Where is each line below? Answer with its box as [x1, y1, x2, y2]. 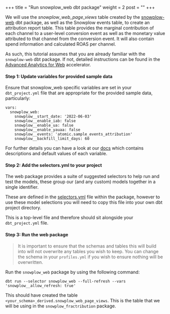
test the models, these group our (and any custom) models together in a [5, 179, 156, 185]
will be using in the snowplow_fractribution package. [5, 303, 116, 309]
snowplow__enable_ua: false [14, 123, 74, 128]
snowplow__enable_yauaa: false [14, 127, 81, 132]
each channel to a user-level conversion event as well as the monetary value [5, 30, 165, 36]
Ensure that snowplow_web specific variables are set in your [5, 85, 132, 91]
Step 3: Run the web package [5, 232, 69, 237]
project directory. [5, 205, 42, 211]
